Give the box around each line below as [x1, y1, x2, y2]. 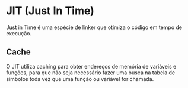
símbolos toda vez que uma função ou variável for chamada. [6, 75, 154, 82]
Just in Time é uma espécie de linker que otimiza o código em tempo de [6, 24, 183, 31]
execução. [6, 30, 32, 37]
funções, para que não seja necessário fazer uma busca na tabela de [6, 69, 176, 76]
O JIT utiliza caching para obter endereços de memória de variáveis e [6, 63, 177, 70]
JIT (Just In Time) [6, 4, 95, 18]
